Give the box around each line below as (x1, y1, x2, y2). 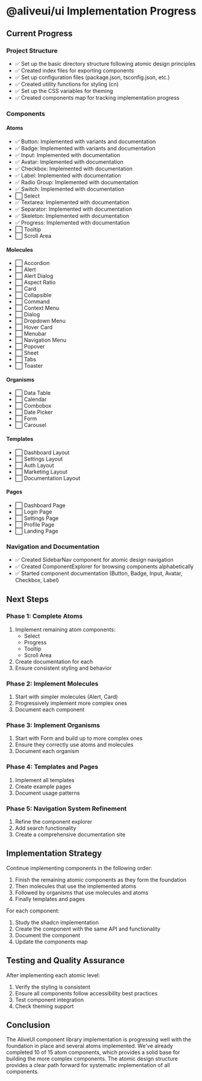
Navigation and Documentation (6, 542, 99, 551)
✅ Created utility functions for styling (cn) (14, 80, 119, 88)
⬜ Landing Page (14, 527, 58, 534)
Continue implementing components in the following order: (6, 864, 153, 871)
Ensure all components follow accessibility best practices (14, 989, 158, 997)
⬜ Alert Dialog (14, 272, 54, 280)
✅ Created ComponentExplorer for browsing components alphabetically (14, 563, 194, 570)
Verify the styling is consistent (14, 983, 90, 990)
